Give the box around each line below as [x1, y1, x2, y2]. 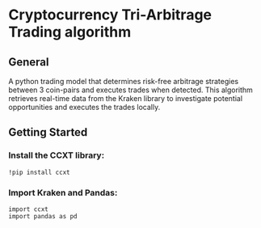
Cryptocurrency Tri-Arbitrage [8, 6, 213, 24]
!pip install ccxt [8, 168, 70, 176]
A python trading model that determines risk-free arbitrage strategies [8, 77, 239, 86]
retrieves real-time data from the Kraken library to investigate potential [8, 94, 243, 103]
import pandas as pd [8, 212, 78, 220]
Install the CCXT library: [8, 150, 105, 161]
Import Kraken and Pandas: [8, 187, 118, 198]
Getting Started [8, 125, 88, 139]
